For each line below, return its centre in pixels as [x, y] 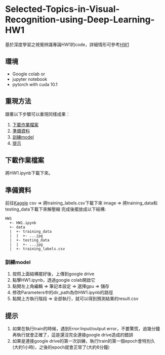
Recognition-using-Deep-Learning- [80, 20]
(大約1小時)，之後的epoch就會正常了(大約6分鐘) [61, 347]
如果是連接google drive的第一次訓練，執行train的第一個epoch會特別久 [84, 341]
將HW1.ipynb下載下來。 [29, 173]
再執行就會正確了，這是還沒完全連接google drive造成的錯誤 [73, 335]
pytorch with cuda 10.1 [35, 84]
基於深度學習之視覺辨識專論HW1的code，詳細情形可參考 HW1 [67, 44]
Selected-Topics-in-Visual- [62, 9]
